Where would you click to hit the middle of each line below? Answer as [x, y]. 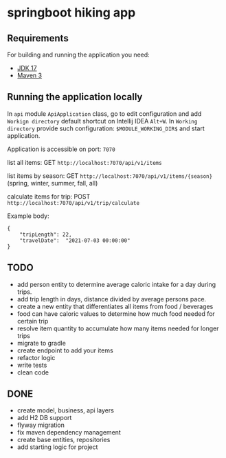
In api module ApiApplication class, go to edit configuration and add [104, 113]
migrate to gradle [42, 343]
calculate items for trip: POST [49, 196]
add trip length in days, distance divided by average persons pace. [112, 299]
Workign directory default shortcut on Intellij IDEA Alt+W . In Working [102, 121]
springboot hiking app [71, 13]
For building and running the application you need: [78, 54]
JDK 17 [27, 68]
